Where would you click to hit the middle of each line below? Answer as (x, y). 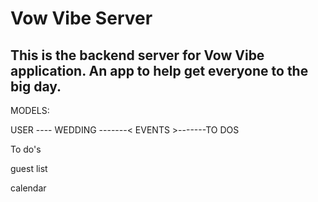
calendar (28, 188)
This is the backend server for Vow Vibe (137, 55)
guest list (29, 168)
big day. (36, 86)
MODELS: (30, 110)
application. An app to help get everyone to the (159, 70)
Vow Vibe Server (81, 18)
